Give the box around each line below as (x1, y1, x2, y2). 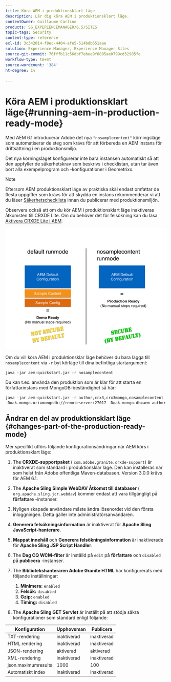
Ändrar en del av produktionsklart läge (5, 414, 131, 423)
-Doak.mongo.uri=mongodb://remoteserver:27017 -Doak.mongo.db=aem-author (5, 400, 166, 405)
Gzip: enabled (20, 594, 50, 600)
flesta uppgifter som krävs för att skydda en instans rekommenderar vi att (5, 192, 160, 198)
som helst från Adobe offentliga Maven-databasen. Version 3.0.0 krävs (12, 470, 162, 476)
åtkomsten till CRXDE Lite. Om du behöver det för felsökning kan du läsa (5, 213, 158, 219)
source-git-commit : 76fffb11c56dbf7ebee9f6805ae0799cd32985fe (5, 51, 141, 56)
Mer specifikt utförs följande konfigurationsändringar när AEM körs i (5, 444, 149, 450)
